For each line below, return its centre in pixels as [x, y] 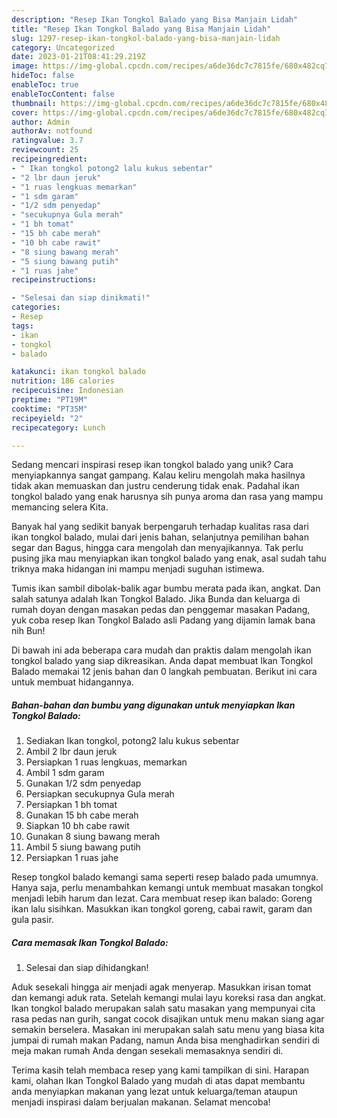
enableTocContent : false [63, 94]
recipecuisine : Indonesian [67, 391]
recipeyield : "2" [47, 418]
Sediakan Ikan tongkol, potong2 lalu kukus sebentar [132, 741]
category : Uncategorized [63, 47]
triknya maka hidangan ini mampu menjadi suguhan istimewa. [138, 569]
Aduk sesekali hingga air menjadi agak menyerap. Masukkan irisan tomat [161, 987]
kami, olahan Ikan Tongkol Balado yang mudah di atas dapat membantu [158, 1081]
